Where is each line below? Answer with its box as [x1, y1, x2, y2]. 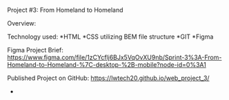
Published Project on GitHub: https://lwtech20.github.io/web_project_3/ [7, 74, 210, 82]
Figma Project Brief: [7, 46, 64, 54]
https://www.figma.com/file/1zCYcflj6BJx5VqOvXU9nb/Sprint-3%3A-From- [7, 53, 222, 61]
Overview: [7, 19, 37, 27]
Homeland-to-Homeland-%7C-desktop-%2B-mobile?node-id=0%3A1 [7, 61, 207, 68]
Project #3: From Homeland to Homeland [7, 6, 123, 14]
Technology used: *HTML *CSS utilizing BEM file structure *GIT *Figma [7, 32, 214, 41]
